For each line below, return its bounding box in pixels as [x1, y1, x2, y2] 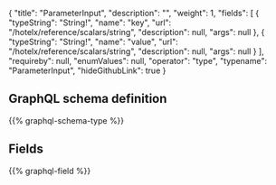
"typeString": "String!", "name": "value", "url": [8, 36, 178, 47]
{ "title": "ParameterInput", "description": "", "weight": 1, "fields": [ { [8, 8, 260, 18]
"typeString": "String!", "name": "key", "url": [8, 17, 172, 28]
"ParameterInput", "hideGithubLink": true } [8, 65, 167, 76]
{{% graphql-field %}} [8, 165, 91, 176]
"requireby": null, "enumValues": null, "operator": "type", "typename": [8, 56, 268, 66]
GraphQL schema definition [8, 91, 167, 106]
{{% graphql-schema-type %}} [8, 115, 125, 125]
